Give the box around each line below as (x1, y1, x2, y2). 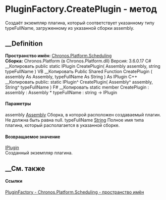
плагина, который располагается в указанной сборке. (5, 122, 120, 128)
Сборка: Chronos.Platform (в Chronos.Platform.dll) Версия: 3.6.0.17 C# (5, 58, 152, 64)
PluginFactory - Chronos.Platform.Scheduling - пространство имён (5, 189, 144, 195)
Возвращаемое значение (5, 134, 60, 140)
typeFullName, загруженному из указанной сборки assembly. (5, 25, 135, 31)
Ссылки (5, 178, 23, 184)
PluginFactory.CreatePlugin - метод (5, 3, 157, 15)
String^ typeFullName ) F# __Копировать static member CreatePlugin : (5, 84, 150, 90)
